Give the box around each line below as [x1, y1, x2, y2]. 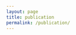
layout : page [6, 8, 39, 15]
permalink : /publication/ [6, 20, 70, 26]
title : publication [6, 14, 55, 20]
